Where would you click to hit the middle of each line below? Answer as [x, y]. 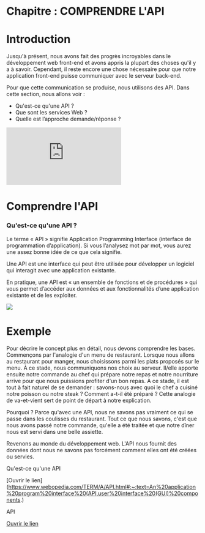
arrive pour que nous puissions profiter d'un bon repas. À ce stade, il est [98, 381]
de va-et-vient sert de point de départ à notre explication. [79, 400]
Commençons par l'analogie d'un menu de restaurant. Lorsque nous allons [100, 355]
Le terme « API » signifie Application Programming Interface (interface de [99, 239]
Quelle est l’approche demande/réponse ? [68, 119]
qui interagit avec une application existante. [61, 270]
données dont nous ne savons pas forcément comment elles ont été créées [102, 450]
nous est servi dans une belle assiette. [55, 431]
